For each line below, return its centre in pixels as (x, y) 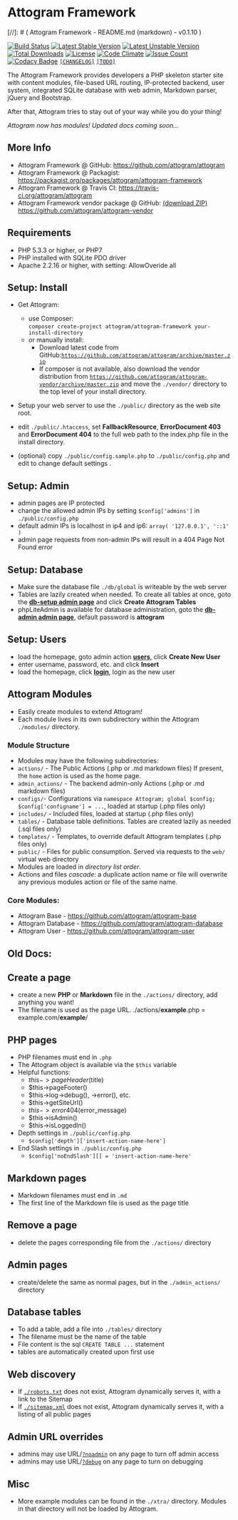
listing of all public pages (54, 1414)
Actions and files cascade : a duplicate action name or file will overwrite (123, 874)
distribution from (63, 377)
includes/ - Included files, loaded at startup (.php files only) (106, 813)
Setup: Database (45, 570)
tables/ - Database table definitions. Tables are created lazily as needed (124, 821)
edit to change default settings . (64, 464)
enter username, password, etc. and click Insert (88, 664)
